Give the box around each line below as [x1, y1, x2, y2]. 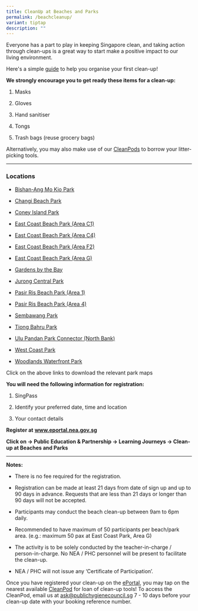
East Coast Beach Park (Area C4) [14, 231, 96, 238]
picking [6, 152, 24, 159]
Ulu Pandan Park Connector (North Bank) [14, 335, 115, 342]
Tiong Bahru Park [14, 323, 58, 330]
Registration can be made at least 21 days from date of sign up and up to [14, 484, 192, 491]
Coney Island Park [14, 208, 60, 216]
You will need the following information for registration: [6, 380, 144, 387]
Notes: [6, 461, 24, 468]
